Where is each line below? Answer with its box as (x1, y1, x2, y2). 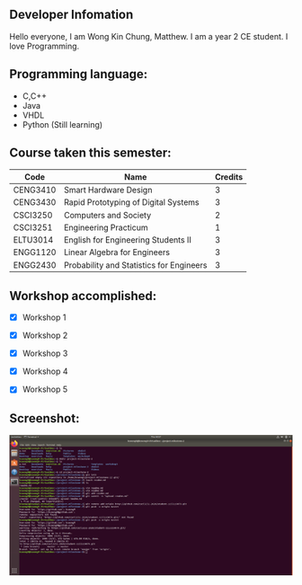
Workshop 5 (22, 384, 68, 394)
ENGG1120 (13, 247, 57, 258)
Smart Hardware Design (64, 184, 153, 196)
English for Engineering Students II (64, 235, 191, 245)
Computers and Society (64, 209, 152, 220)
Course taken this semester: (9, 146, 173, 161)
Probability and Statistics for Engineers (64, 260, 208, 270)
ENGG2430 (13, 260, 57, 270)
